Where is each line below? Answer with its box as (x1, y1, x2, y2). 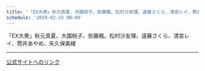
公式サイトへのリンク (6, 58, 60, 66)
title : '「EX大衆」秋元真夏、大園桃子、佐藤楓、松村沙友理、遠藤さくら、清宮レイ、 (6, 8, 193, 15)
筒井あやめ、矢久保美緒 (16, 39, 76, 47)
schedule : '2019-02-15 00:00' (6, 15, 84, 21)
